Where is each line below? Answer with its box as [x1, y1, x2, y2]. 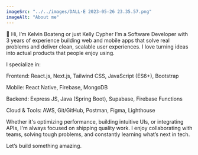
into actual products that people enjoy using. [6, 49, 115, 56]
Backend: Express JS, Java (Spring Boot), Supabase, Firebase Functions [6, 95, 183, 102]
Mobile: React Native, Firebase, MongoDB [6, 83, 108, 91]
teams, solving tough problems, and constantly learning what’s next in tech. [6, 131, 190, 138]
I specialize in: [6, 60, 41, 68]
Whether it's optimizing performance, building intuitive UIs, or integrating [6, 118, 184, 125]
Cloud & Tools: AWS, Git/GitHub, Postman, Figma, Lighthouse [6, 106, 155, 114]
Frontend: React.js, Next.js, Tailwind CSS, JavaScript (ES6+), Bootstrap [6, 72, 179, 79]
